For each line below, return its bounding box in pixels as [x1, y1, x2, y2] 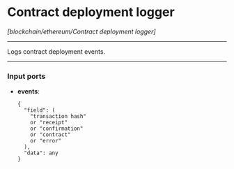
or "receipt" [30, 119, 68, 126]
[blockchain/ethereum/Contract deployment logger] [7, 27, 156, 36]
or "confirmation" [30, 125, 84, 133]
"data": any [24, 149, 58, 157]
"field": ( [24, 107, 56, 114]
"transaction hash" [30, 113, 87, 120]
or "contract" [30, 131, 71, 138]
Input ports [7, 71, 46, 81]
